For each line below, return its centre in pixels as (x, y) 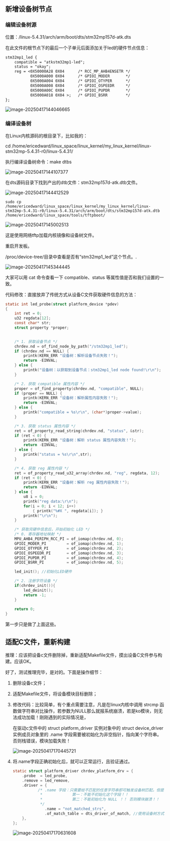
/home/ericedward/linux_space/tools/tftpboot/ (55, 215)
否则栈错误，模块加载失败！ (42, 741)
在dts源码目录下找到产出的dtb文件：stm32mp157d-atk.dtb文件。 (73, 182)
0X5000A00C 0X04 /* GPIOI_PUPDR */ (80, 90)
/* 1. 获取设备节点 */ (36, 341)
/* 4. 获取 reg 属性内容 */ (42, 468)
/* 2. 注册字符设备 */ (36, 581)
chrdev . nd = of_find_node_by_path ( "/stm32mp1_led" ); (71, 346)
